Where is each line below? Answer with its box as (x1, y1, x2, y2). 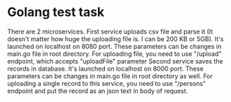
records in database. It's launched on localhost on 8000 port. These (7, 64, 204, 73)
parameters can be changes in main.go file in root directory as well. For (7, 71, 213, 80)
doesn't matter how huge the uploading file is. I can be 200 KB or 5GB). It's (7, 34, 224, 43)
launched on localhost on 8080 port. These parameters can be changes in (7, 42, 222, 50)
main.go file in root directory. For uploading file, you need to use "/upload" (7, 50, 222, 58)
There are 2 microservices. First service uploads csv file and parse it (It (7, 27, 213, 36)
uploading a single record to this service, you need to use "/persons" (7, 79, 206, 87)
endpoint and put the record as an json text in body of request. (7, 87, 188, 95)
